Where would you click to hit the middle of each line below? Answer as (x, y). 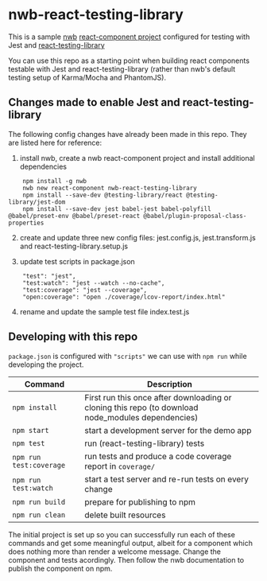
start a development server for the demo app (168, 430)
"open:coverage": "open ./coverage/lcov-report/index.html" (124, 297)
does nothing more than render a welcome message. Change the (114, 552)
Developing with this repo (73, 337)
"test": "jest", (50, 276)
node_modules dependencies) (141, 417)
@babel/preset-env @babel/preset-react (74, 216)
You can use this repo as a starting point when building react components (129, 60)
